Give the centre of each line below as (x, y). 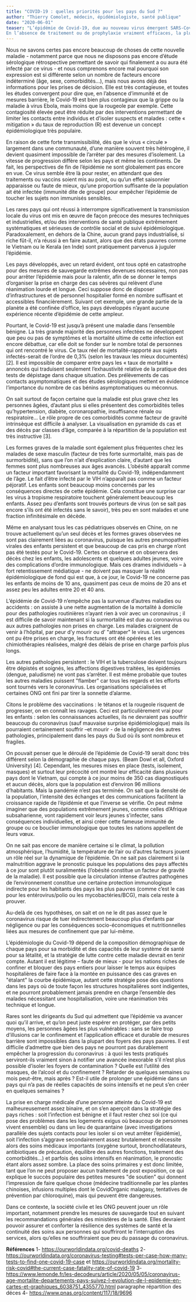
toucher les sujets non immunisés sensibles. (59, 198)
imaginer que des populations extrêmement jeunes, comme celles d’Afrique (97, 809)
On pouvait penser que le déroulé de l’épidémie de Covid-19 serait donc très (98, 753)
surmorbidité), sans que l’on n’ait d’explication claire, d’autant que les (89, 460)
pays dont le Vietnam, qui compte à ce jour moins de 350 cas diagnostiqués (97, 778)
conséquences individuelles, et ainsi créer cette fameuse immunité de (90, 822)
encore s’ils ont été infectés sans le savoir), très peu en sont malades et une (97, 510)
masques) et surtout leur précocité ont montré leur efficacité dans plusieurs (97, 772)
